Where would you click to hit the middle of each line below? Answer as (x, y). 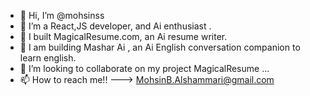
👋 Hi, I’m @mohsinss (62, 15)
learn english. (48, 58)
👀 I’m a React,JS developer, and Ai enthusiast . (115, 26)
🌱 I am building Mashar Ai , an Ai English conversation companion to (160, 47)
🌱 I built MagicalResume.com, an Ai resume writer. (123, 36)
